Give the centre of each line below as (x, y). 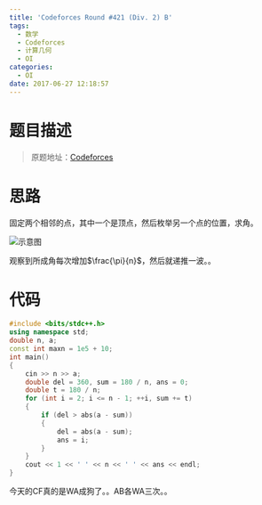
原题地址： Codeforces (72, 157)
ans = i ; (73, 440)
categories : (31, 68)
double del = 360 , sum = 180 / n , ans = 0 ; (107, 382)
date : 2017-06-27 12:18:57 (59, 84)
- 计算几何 (35, 51)
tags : (19, 26)
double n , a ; (33, 341)
